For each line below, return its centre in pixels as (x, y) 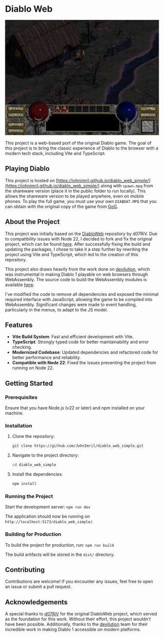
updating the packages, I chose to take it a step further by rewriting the (77, 249)
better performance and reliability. (46, 357)
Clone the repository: (33, 437)
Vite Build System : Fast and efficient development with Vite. (73, 337)
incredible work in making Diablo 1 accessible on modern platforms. (73, 630)
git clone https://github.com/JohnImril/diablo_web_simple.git (78, 446)
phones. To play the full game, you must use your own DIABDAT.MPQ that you (81, 201)
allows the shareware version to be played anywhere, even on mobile (74, 196)
